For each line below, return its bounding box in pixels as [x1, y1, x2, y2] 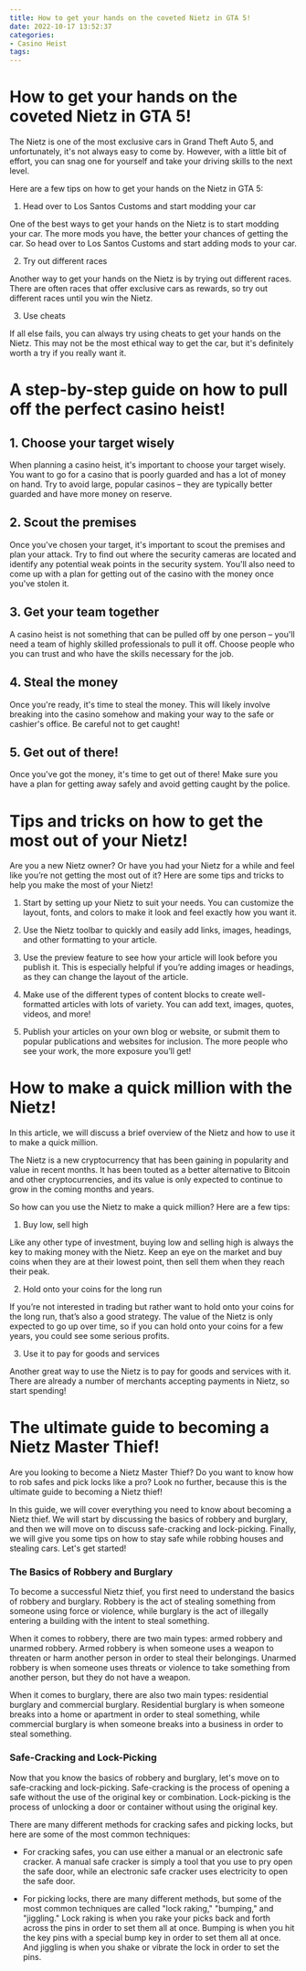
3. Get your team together [9, 605, 160, 620]
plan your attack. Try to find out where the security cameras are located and [9, 549, 297, 560]
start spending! [9, 1386, 67, 1397]
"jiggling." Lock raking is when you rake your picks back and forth [22, 1913, 271, 1924]
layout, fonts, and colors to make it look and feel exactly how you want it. [22, 907, 297, 918]
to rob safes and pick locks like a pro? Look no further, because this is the [9, 1477, 288, 1488]
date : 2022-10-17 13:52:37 [9, 22, 112, 31]
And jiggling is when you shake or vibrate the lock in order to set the [22, 1942, 280, 1953]
